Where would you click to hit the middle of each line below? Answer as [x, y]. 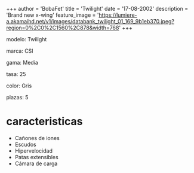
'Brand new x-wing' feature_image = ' [53, 15]
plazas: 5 [17, 97]
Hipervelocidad [33, 151]
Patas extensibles [36, 157]
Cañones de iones [37, 138]
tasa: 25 [16, 74]
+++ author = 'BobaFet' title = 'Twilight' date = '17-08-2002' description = [97, 9]
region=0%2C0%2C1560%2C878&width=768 [63, 28]
